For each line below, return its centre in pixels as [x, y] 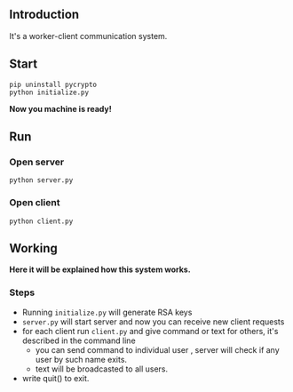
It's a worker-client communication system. [88, 36]
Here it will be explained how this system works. [100, 269]
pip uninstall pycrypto [53, 84]
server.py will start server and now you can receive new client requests [153, 321]
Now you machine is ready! [61, 108]
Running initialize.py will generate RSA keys [107, 312]
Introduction [44, 15]
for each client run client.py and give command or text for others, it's [150, 331]
